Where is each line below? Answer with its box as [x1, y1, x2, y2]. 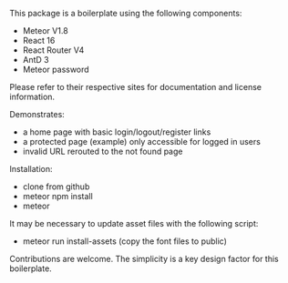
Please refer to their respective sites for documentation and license [9, 82, 262, 92]
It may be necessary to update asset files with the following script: [9, 218, 259, 228]
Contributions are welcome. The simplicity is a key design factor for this [9, 254, 280, 264]
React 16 [22, 35, 56, 45]
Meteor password [22, 64, 89, 75]
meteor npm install [22, 191, 93, 201]
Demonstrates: [9, 109, 66, 119]
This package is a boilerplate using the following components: [9, 8, 242, 18]
